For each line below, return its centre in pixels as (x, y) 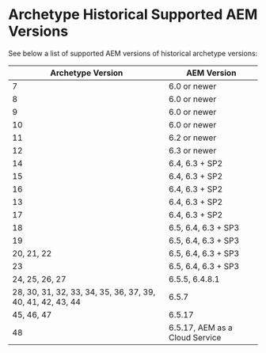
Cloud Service (195, 337)
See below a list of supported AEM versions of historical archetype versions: (133, 53)
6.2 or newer (193, 138)
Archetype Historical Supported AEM (133, 15)
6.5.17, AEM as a (201, 328)
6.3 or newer (193, 150)
